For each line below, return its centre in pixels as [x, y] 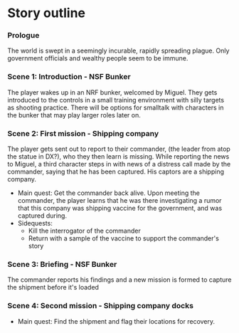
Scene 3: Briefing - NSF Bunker [62, 264]
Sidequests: [35, 223]
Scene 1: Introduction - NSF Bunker [69, 77]
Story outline [47, 13]
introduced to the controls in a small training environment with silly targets [116, 100]
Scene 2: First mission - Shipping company [83, 133]
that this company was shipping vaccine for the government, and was [120, 208]
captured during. [42, 216]
